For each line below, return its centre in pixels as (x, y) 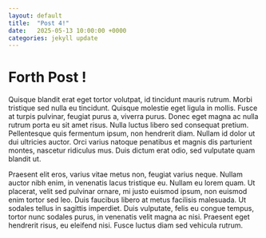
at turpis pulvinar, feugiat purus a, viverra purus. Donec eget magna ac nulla (133, 117)
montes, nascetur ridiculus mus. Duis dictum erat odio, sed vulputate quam (132, 151)
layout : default (35, 16)
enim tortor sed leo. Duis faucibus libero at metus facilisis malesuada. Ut (127, 200)
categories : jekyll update (53, 38)
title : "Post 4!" (39, 23)
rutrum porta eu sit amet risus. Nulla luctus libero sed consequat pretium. (129, 125)
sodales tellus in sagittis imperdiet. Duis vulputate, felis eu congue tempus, (131, 208)
